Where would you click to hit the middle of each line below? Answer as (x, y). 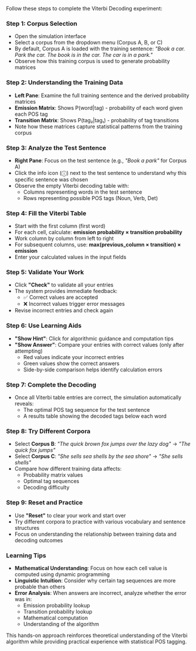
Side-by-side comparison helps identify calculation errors (93, 369)
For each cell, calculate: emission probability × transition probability (98, 232)
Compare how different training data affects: (68, 469)
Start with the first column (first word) (60, 226)
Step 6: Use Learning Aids (44, 326)
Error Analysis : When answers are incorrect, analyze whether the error (100, 593)
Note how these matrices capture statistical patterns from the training (98, 126)
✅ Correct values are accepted (61, 297)
